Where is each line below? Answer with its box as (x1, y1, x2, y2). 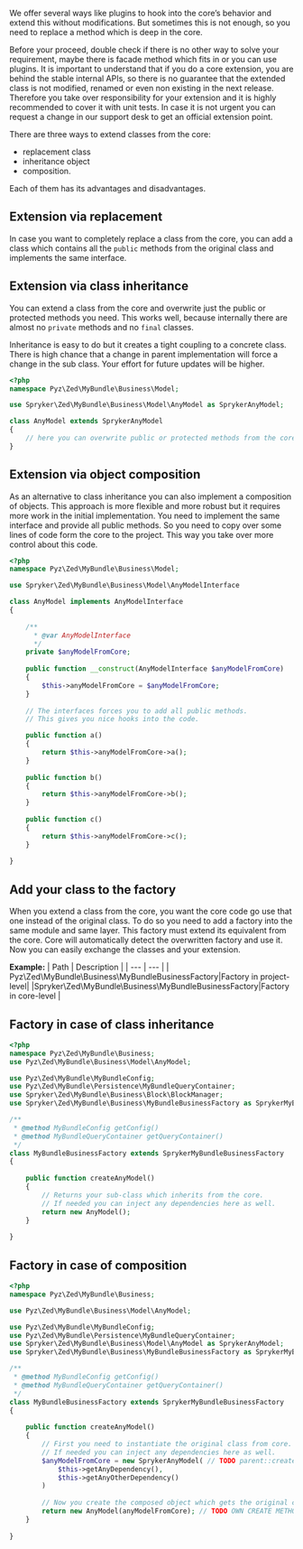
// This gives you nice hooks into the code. (25, 715, 200, 724)
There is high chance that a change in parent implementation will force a (9, 348, 278, 359)
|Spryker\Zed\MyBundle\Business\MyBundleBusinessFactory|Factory (31, 981, 290, 992)
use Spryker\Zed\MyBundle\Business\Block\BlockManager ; (9, 1090, 224, 1099)
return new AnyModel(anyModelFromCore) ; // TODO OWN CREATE (41, 1507, 272, 1516)
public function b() (25, 773, 103, 782)
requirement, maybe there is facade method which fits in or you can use (9, 54, 278, 64)
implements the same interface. (9, 252, 127, 263)
